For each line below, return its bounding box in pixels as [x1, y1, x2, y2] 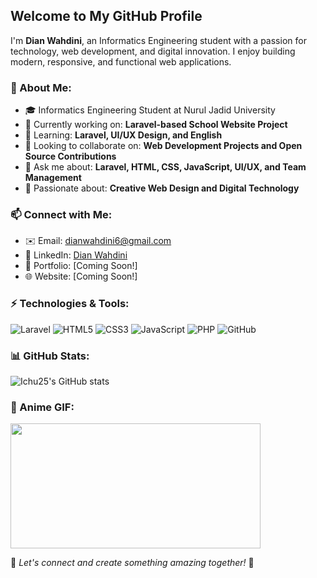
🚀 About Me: [10, 80, 72, 94]
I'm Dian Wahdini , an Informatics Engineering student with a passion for [10, 34, 307, 46]
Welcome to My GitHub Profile [10, 8, 203, 25]
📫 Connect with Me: [10, 208, 113, 222]
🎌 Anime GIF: [10, 400, 75, 414]
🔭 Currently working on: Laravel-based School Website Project [24, 119, 288, 131]
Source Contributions [24, 150, 117, 163]
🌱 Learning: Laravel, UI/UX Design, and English [24, 129, 223, 141]
